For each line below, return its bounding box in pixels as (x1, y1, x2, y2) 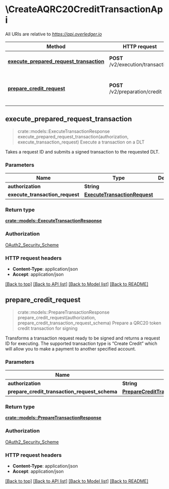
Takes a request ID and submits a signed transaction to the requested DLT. (5, 149, 160, 155)
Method (46, 43, 66, 50)
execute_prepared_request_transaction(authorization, (17, 133, 129, 139)
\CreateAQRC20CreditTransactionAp (5, 4, 163, 15)
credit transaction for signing (17, 325, 78, 331)
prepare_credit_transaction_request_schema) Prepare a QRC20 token (17, 320, 161, 326)
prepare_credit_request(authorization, (17, 314, 97, 320)
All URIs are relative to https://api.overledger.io (5, 31, 102, 37)
